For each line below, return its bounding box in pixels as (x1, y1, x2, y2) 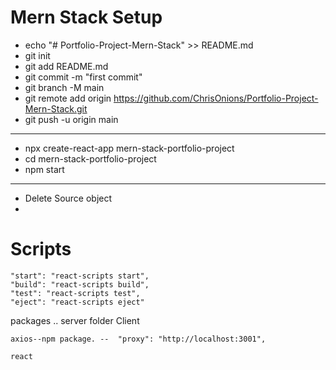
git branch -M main (24, 81, 105, 93)
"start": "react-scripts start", (10, 271, 150, 281)
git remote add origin (24, 92, 112, 104)
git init (24, 49, 51, 61)
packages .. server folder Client (10, 314, 140, 326)
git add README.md (24, 60, 109, 72)
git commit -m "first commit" (24, 71, 143, 83)
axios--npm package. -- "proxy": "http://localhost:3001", (10, 334, 267, 344)
